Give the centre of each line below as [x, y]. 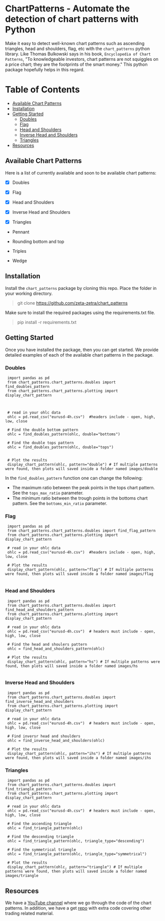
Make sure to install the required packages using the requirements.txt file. [80, 313]
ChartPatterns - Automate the [67, 9]
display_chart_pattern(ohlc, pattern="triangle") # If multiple [75, 867]
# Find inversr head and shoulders [44, 736]
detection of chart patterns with [72, 19]
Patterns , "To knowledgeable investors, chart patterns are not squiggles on [82, 59]
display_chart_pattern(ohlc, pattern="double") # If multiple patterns [82, 464]
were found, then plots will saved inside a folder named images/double [82, 469]
